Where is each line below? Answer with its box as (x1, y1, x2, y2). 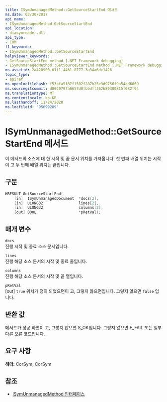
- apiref (5, 77, 23, 82)
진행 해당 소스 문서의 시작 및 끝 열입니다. (5, 273, 83, 279)
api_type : (5, 35, 26, 40)
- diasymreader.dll (5, 30, 46, 35)
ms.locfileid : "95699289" (5, 105, 59, 110)
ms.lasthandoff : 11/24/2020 (5, 100, 64, 105)
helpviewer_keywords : (5, 53, 50, 59)
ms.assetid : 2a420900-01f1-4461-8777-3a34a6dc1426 (5, 68, 112, 73)
